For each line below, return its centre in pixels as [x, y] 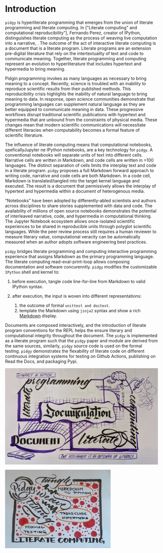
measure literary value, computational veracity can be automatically [73, 236]
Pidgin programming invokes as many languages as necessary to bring [76, 78]
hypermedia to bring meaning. [35, 69]
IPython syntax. [28, 286]
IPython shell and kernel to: [32, 272]
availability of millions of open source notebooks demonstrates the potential [81, 211]
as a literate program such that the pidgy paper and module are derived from [81, 340]
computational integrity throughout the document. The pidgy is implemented [81, 335]
